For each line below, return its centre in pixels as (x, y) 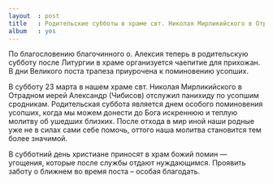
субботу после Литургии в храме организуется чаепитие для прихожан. (134, 62)
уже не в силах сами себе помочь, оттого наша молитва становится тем (135, 130)
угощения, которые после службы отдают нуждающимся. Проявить (127, 163)
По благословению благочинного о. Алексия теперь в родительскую (128, 54)
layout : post (34, 16)
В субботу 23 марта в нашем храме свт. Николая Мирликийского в (125, 87)
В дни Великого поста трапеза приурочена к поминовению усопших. (129, 71)
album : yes (32, 31)
